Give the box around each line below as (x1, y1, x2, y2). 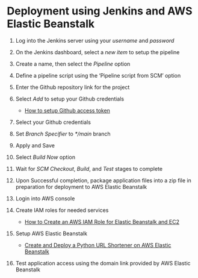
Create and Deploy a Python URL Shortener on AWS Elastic (24, 241, 172, 249)
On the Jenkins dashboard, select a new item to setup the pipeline (15, 48, 180, 55)
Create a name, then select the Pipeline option (15, 60, 131, 67)
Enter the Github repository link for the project (15, 83, 130, 91)
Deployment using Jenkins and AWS (7, 4, 193, 18)
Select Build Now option (15, 153, 76, 161)
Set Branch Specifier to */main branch (15, 130, 111, 137)
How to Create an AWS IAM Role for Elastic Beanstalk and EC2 (24, 218, 180, 225)
